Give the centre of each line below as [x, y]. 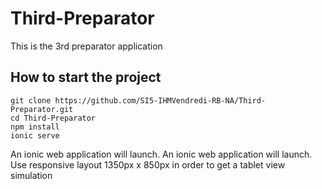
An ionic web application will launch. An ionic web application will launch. [161, 154]
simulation [31, 175]
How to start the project [86, 77]
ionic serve [35, 135]
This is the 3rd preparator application [86, 46]
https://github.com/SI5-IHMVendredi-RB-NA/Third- [160, 100]
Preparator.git [42, 109]
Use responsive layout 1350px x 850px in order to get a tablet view [148, 164]
